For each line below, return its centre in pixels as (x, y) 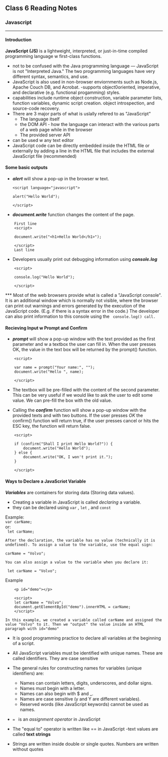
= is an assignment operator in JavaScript (56, 719)
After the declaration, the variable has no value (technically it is (80, 540)
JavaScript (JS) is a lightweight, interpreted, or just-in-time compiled (76, 51)
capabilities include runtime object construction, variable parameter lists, (87, 97)
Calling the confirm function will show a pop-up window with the (79, 410)
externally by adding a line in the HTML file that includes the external (83, 151)
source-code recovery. (36, 108)
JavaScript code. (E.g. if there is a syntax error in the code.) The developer (82, 311)
